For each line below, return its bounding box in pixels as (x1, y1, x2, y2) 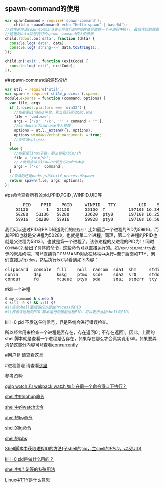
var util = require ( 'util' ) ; (5, 87, 64, 92)
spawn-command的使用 (5, 4, 80, 13)
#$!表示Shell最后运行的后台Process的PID (5, 305, 81, 310)
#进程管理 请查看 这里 (5, 363, 48, 369)
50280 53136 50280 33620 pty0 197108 (15, 211, 144, 217)
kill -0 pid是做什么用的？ (5, 456, 54, 462)
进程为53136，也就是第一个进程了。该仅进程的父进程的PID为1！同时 (18, 238, 155, 244)
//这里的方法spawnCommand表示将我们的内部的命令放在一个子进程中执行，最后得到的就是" (5, 27, 162, 32)
